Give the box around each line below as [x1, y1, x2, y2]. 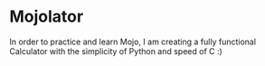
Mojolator [9, 6, 84, 27]
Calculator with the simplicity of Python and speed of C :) [9, 45, 223, 56]
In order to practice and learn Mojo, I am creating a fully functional [9, 36, 256, 47]
